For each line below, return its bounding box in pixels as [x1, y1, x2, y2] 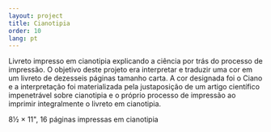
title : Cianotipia [8, 19, 70, 27]
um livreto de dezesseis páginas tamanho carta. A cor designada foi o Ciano [8, 73, 263, 83]
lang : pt [8, 34, 38, 43]
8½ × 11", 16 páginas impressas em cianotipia [8, 114, 159, 125]
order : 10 [8, 27, 42, 35]
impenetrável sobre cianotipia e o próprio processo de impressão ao [8, 90, 236, 101]
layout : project [8, 11, 63, 20]
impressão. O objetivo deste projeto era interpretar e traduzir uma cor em [8, 65, 253, 75]
